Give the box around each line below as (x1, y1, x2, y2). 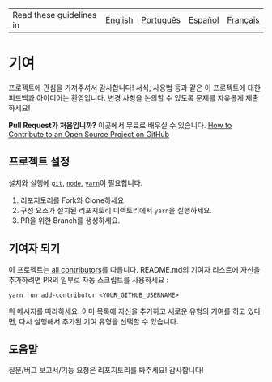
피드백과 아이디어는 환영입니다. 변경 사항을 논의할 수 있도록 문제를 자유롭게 (8, 92, 244, 102)
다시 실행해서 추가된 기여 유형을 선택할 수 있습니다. (19, 316, 179, 326)
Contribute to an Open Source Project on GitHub (8, 129, 170, 139)
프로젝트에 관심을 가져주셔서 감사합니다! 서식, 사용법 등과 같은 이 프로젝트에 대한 (8, 83, 261, 92)
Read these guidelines (12, 10, 97, 20)
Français (226, 15, 260, 25)
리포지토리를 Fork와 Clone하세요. (19, 195, 127, 205)
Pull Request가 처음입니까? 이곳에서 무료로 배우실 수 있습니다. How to (8, 120, 232, 130)
